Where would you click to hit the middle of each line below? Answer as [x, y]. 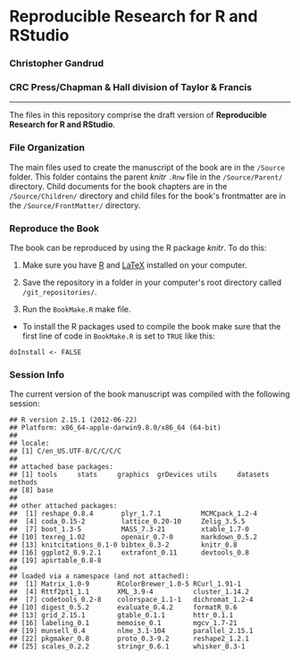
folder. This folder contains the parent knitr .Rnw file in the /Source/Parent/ [146, 177]
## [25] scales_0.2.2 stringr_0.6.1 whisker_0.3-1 [127, 647]
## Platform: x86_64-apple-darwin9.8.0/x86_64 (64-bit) [115, 428]
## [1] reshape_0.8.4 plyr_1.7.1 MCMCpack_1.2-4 [133, 514]
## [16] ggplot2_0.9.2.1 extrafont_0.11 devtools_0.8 [129, 553]
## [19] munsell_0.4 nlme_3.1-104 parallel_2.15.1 [131, 631]
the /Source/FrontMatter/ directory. [75, 205]
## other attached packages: [63, 506]
